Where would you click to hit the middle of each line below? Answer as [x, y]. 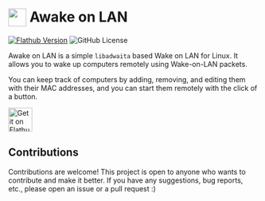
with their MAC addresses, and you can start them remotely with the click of [133, 88]
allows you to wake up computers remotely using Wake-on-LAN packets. [128, 64]
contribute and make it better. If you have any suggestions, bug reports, [126, 180]
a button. [23, 97]
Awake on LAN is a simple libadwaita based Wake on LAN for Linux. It [123, 55]
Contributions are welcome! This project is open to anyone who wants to [127, 171]
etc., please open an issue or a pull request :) [82, 188]
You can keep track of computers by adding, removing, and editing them [127, 79]
